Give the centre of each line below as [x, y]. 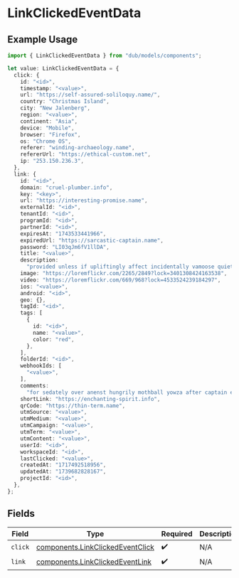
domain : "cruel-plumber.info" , [67, 187]
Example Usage [43, 39]
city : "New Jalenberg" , [55, 108]
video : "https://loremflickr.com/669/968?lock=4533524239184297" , [121, 280]
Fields [21, 514]
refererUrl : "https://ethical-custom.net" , [86, 154]
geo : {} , [33, 300]
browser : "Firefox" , [51, 134]
